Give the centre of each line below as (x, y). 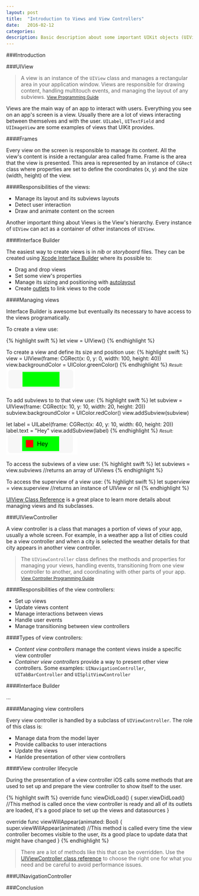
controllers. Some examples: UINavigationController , (80, 668)
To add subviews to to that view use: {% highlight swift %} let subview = (94, 401)
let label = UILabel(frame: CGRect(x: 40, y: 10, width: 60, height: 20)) (90, 424)
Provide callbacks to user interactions (61, 744)
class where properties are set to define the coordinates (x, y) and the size (97, 169)
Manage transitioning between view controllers (72, 626)
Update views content (41, 607)
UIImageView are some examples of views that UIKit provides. (81, 127)
